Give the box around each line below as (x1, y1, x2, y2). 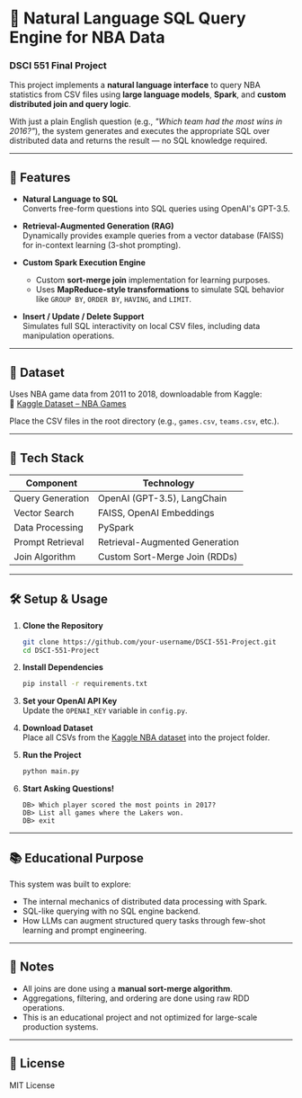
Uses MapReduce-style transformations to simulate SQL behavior (35, 284, 285, 295)
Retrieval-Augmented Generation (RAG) (22, 220, 174, 232)
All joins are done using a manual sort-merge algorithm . (22, 983, 233, 994)
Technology (142, 477, 195, 489)
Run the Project (22, 750, 82, 761)
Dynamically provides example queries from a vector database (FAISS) (22, 230, 285, 241)
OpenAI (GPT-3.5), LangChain (97, 492, 227, 504)
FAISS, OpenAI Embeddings (97, 506, 215, 519)
